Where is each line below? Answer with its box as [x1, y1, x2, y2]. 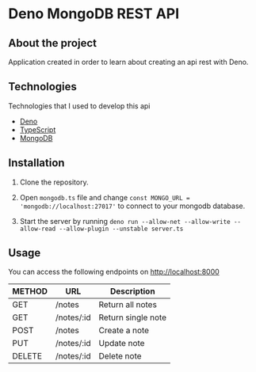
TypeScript [19, 124, 56, 135]
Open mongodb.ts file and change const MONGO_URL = [19, 192, 190, 202]
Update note [98, 338, 145, 349]
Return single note [98, 312, 167, 323]
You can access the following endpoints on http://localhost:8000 [8, 267, 220, 277]
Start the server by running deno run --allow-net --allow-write [19, 216, 231, 226]
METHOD [12, 286, 48, 297]
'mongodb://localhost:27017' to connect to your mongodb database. [19, 201, 246, 211]
